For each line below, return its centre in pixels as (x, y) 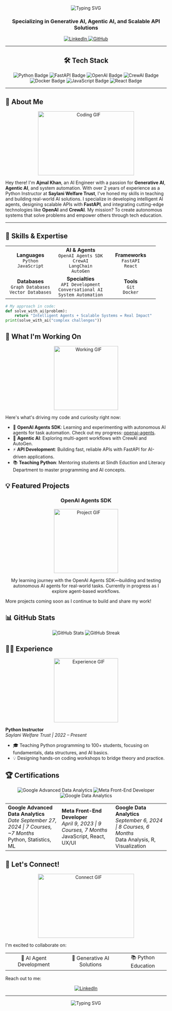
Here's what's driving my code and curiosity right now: (63, 418)
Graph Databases (30, 287)
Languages (30, 255)
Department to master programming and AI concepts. (69, 470)
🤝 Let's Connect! (33, 864)
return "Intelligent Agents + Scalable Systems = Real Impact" (83, 316)
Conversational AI (81, 290)
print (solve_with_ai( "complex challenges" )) (53, 321)
